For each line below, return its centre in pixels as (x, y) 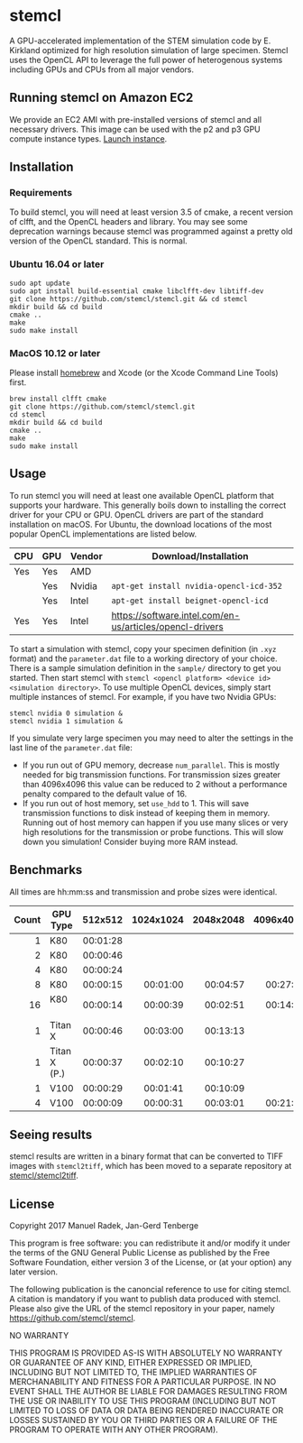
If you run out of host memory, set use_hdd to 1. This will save (136, 803)
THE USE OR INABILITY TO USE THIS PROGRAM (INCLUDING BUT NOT (143, 1401)
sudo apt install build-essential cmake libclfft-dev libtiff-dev (137, 291)
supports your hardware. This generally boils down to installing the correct (148, 505)
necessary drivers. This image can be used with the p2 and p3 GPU (135, 129)
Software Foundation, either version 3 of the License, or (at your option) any (151, 1263)
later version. (34, 1272)
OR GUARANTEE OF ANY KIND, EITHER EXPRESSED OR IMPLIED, (131, 1363)
